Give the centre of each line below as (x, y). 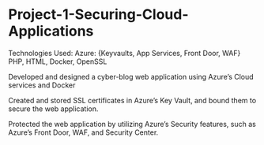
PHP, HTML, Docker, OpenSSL (58, 61)
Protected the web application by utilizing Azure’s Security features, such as (132, 124)
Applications (51, 31)
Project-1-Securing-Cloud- (98, 15)
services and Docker (42, 85)
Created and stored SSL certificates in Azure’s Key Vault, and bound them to (132, 100)
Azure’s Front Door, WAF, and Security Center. (83, 132)
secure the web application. (53, 109)
